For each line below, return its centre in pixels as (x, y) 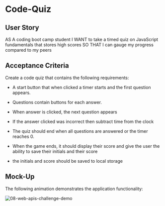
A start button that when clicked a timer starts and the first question (82, 87)
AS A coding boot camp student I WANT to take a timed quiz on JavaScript (82, 39)
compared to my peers (29, 50)
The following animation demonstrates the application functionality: (74, 189)
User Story (22, 28)
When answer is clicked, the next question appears (65, 112)
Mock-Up (20, 177)
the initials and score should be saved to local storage (68, 161)
